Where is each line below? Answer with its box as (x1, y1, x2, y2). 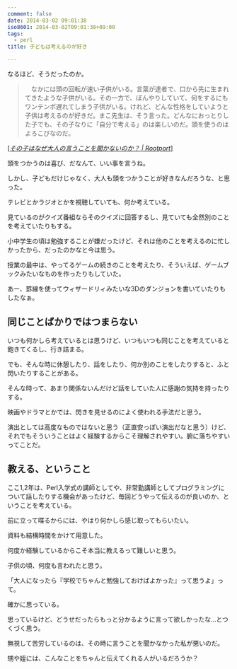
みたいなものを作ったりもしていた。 (19, 269, 125, 278)
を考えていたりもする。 (7, 222, 76, 230)
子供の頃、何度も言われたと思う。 (7, 561, 106, 569)
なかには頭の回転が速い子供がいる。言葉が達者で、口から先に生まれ (30, 85, 230, 93)
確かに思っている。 (7, 600, 64, 608)
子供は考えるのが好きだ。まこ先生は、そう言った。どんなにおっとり (24, 111, 223, 120)
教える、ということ (7, 463, 91, 475)
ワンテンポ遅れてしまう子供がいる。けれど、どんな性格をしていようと (24, 103, 229, 110)
